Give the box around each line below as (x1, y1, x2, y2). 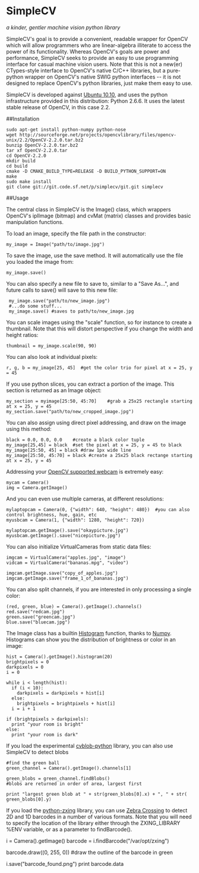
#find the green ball (6, 759, 60, 766)
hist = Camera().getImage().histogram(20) (6, 654, 113, 660)
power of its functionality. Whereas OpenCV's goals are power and (6, 48, 170, 55)
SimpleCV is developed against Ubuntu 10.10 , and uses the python (6, 91, 168, 98)
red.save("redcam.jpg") (6, 609, 65, 614)
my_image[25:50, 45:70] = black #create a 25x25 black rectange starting (6, 452, 193, 458)
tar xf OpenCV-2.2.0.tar (6, 147, 68, 153)
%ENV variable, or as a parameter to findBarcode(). (6, 825, 132, 833)
